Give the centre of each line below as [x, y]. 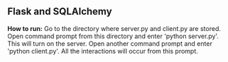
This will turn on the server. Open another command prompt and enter [110, 43]
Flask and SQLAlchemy [60, 12]
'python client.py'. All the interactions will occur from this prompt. [103, 51]
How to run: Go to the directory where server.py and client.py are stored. [114, 28]
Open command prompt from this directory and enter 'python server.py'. [113, 36]
